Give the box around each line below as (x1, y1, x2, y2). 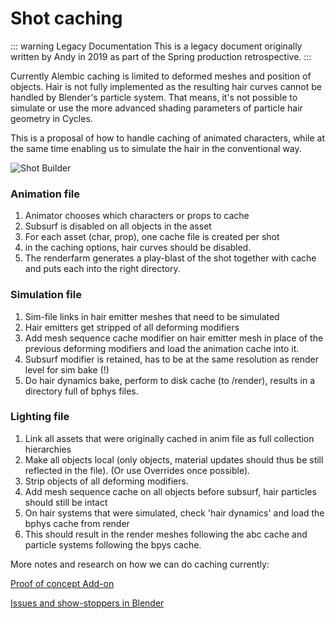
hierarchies (24, 443, 72, 455)
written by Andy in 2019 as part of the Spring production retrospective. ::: (10, 50, 312, 62)
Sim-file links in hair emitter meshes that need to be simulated (24, 310, 280, 322)
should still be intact (24, 496, 108, 508)
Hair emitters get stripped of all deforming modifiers (24, 321, 240, 333)
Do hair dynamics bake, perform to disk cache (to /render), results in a (24, 374, 316, 386)
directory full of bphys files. (24, 385, 139, 397)
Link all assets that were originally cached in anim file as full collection (24, 432, 315, 444)
